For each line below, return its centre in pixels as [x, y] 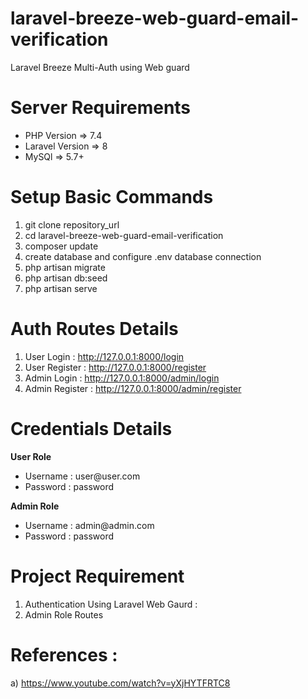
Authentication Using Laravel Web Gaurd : [111, 604]
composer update [61, 246]
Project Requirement [97, 576]
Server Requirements [101, 108]
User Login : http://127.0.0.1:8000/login [104, 356]
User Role [31, 456]
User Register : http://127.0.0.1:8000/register [115, 367]
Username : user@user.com [82, 476]
